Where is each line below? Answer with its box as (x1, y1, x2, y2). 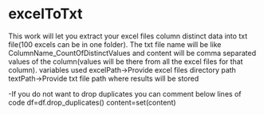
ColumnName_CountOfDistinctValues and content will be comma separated (8, 48, 257, 57)
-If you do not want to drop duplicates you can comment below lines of (8, 89, 242, 98)
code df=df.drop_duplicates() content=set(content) (8, 97, 177, 107)
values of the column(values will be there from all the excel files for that (8, 57, 243, 66)
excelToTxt (8, 5, 83, 23)
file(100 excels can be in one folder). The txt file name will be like (8, 39, 222, 49)
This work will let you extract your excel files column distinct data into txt (8, 31, 248, 41)
